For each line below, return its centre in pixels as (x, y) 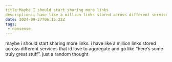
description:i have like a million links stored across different (78, 15)
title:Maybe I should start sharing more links (57, 10)
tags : (11, 24)
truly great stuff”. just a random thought (47, 54)
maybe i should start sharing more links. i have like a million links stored (81, 43)
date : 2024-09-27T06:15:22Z (35, 19)
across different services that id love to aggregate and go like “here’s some (84, 49)
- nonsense (19, 29)
